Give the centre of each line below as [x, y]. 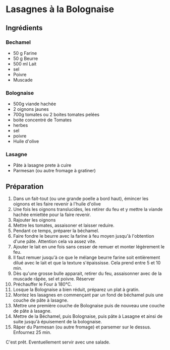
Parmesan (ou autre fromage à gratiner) [54, 171]
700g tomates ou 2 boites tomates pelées [56, 115]
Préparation [25, 187]
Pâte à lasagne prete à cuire [42, 165]
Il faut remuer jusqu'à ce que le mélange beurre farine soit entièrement [87, 257]
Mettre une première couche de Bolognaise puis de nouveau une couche [89, 306]
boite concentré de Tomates [42, 120]
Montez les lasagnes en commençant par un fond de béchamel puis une [88, 295]
